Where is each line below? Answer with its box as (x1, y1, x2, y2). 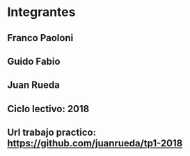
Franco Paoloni (7, 32, 74, 44)
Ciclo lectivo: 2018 (7, 102, 90, 115)
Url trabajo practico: (7, 127, 96, 139)
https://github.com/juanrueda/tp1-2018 (7, 137, 183, 150)
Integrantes (7, 4, 76, 20)
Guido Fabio (7, 55, 61, 67)
